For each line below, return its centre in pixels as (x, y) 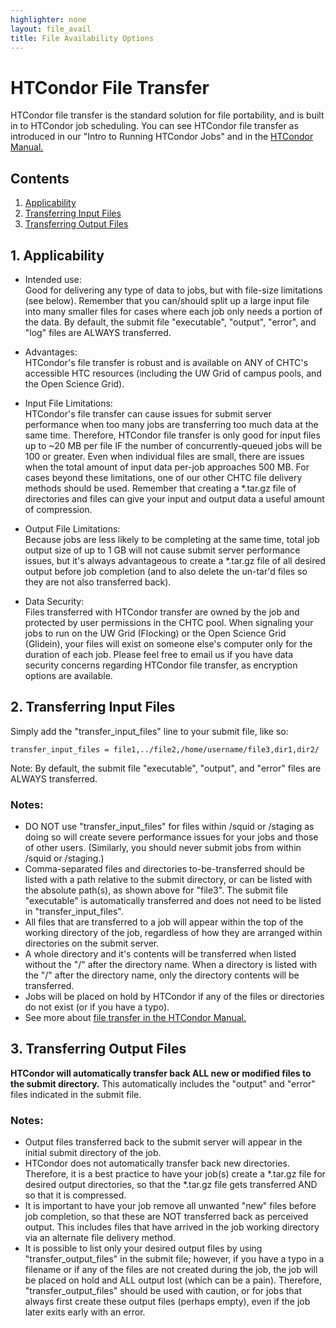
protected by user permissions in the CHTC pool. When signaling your (169, 622)
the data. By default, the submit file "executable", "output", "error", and (170, 322)
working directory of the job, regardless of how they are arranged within (173, 933)
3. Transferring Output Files (98, 1049)
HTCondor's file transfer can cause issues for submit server (148, 413)
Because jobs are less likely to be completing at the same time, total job (172, 539)
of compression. (58, 509)
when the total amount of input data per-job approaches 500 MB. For (167, 467)
